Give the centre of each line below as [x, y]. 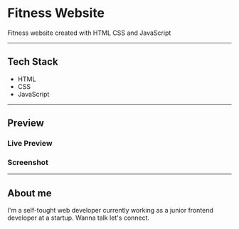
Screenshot [28, 162]
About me [30, 193]
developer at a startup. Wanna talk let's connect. [79, 218]
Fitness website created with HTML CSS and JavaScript [89, 33]
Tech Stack [33, 62]
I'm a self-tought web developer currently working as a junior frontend [110, 211]
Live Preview [30, 144]
